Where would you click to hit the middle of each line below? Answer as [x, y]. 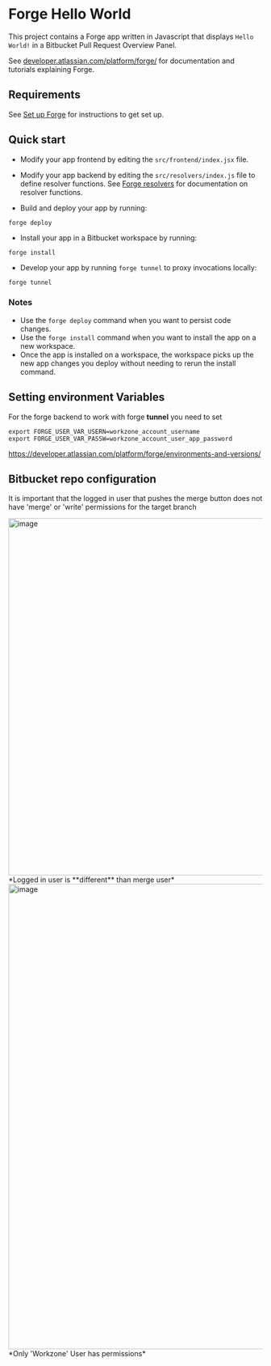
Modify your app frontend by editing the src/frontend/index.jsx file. [134, 159]
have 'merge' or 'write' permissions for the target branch [102, 507]
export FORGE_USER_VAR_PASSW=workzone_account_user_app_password [120, 439]
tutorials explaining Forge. [52, 69]
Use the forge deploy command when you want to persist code [125, 320]
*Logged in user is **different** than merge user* [92, 880]
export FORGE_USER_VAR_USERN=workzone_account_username [104, 431]
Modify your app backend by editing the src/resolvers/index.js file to [138, 175]
